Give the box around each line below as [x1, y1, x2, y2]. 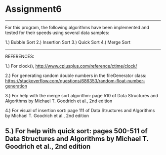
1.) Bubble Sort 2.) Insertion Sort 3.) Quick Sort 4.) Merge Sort [5, 39, 131, 45]
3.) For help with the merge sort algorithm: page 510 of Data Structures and [5, 92, 158, 98]
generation [5, 83, 27, 89]
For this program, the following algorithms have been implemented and [5, 24, 150, 30]
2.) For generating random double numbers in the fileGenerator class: [5, 73, 147, 78]
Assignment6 [5, 3, 62, 15]
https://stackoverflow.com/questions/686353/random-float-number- [5, 77, 145, 83]
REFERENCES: [5, 53, 35, 59]
